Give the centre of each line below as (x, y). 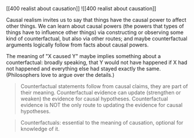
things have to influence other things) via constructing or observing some (95, 32)
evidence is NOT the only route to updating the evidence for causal (101, 105)
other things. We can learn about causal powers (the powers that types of (95, 26)
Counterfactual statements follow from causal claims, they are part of (104, 86)
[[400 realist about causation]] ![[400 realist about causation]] (81, 9)
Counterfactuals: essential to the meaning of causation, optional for (102, 122)
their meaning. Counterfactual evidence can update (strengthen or (101, 92)
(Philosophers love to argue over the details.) (60, 75)
